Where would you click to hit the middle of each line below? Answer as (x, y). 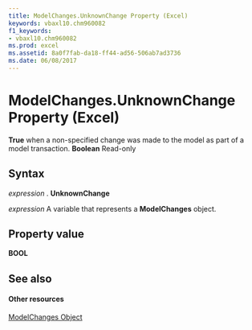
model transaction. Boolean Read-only (72, 148)
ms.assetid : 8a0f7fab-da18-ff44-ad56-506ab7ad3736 (95, 53)
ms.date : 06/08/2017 (43, 61)
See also (30, 278)
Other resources (36, 299)
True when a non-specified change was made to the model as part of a (126, 140)
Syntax (26, 174)
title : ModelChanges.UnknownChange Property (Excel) (98, 16)
